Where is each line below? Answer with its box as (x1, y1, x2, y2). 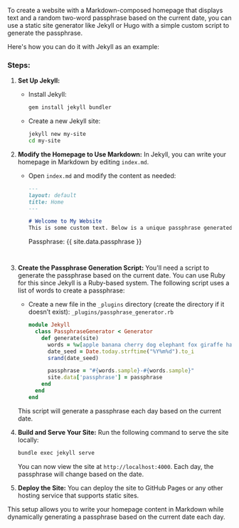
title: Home (28, 199, 64, 206)
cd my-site (28, 137, 61, 144)
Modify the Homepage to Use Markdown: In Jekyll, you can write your (17, 149, 226, 159)
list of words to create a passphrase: (17, 286, 125, 295)
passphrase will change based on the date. (17, 470, 144, 478)
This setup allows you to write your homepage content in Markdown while (7, 505, 224, 513)
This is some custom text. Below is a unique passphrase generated (28, 224, 233, 232)
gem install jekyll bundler (28, 104, 112, 111)
